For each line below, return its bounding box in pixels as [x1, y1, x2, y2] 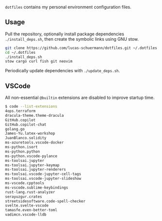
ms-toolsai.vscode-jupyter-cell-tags [5, 172, 81, 176]
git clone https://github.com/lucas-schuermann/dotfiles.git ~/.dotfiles [5, 46, 158, 50]
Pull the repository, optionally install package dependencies [5, 31, 125, 37]
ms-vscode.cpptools [5, 181, 45, 186]
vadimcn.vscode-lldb [5, 212, 47, 217]
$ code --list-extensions [5, 104, 57, 109]
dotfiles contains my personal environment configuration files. [5, 4, 132, 10]
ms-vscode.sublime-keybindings [5, 185, 68, 190]
